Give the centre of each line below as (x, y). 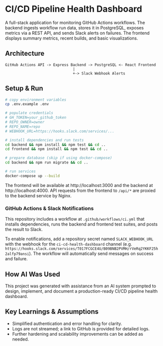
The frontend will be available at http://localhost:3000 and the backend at (79, 185)
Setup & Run (24, 88)
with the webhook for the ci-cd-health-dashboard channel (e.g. (69, 244)
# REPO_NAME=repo (23, 127)
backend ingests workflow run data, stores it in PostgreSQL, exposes (74, 27)
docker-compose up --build (32, 176)
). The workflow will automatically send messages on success (91, 254)
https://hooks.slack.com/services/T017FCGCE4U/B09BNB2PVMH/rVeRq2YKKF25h (82, 249)
